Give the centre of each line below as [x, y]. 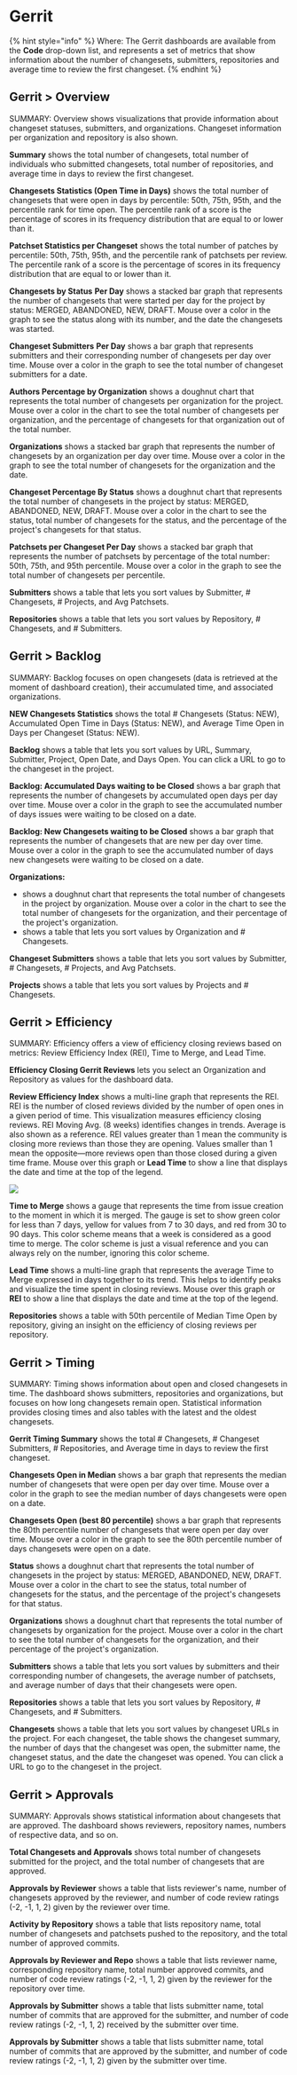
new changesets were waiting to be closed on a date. [106, 859]
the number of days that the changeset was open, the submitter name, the [145, 1748]
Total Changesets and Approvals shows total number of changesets [135, 1852]
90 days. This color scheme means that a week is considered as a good [141, 1235]
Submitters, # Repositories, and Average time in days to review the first [139, 1448]
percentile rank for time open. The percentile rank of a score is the [130, 209]
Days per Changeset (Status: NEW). [74, 732]
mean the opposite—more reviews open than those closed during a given [143, 1153]
